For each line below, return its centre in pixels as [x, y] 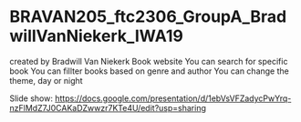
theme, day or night [47, 80]
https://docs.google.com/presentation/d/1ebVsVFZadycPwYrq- [173, 98]
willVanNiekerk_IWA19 [97, 36]
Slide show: [31, 98]
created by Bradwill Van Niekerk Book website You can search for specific [149, 61]
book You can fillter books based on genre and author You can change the [149, 71]
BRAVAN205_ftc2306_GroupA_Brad [148, 17]
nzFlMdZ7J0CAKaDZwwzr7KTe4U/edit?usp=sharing [108, 107]
